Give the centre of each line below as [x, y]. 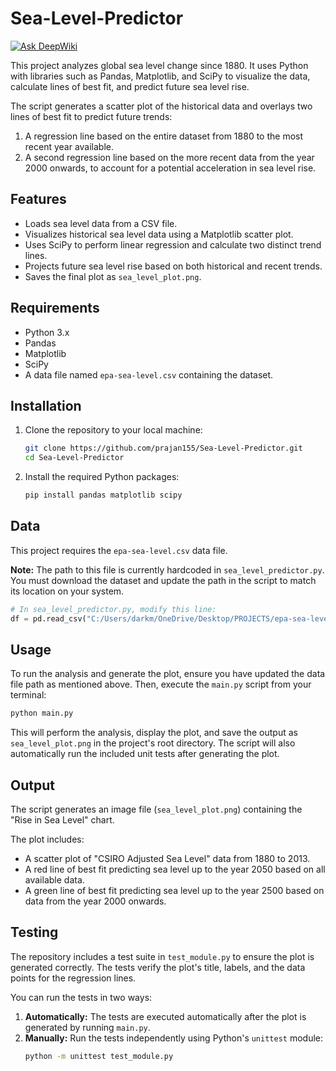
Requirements [55, 308]
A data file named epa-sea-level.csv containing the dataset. [149, 374]
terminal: [28, 695]
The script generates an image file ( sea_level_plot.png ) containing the [156, 809]
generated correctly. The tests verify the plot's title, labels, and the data [158, 967]
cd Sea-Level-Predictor [74, 458]
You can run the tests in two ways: [81, 997]
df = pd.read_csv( [48, 618]
